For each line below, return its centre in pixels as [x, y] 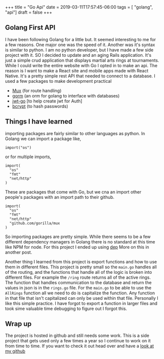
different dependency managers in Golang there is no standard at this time [80, 241]
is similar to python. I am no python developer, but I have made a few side [79, 50]
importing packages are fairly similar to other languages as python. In [75, 133]
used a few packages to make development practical [58, 81]
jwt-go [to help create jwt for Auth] [47, 101]
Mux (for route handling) [37, 91]
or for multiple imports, [28, 157]
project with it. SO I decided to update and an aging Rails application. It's [78, 55]
